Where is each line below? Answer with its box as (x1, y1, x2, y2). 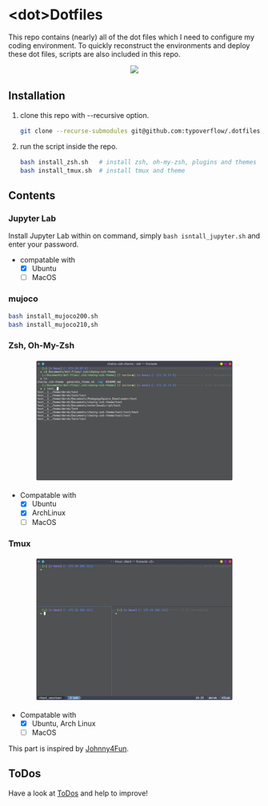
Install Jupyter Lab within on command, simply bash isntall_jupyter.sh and (8, 231, 261, 241)
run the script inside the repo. (19, 141, 118, 151)
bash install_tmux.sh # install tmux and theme (19, 166, 186, 174)
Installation (8, 89, 66, 103)
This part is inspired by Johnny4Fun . (8, 743, 130, 753)
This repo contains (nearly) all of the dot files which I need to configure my (8, 32, 254, 42)
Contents (8, 189, 56, 202)
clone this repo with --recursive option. (19, 110, 150, 120)
